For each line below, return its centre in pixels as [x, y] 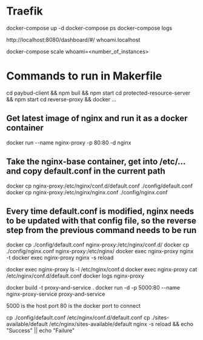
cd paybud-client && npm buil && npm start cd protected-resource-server [98, 93]
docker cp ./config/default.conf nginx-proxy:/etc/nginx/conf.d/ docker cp [98, 245]
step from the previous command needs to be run [101, 230]
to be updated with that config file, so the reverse [101, 221]
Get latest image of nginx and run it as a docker [97, 119]
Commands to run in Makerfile [84, 76]
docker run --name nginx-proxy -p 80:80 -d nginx [69, 142]
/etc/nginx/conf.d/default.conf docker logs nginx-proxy [75, 276]
